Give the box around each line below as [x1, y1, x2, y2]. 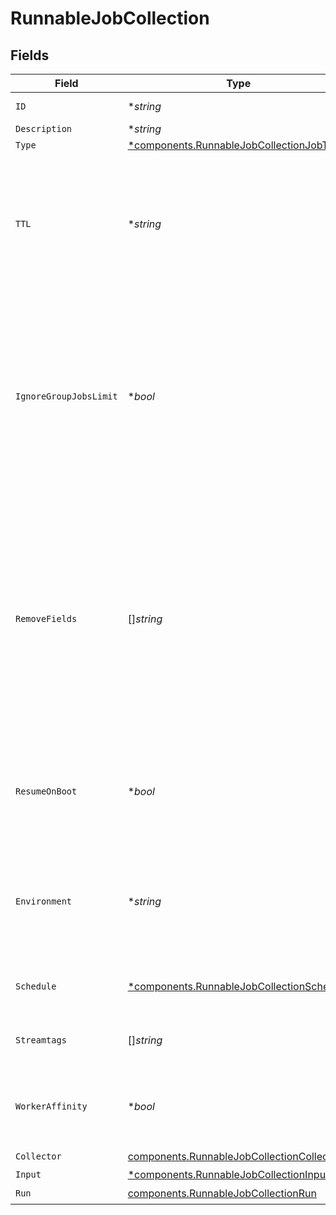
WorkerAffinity [15, 1101, 88, 1112]
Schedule [15, 981, 57, 992]
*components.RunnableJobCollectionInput [127, 1168, 330, 1181]
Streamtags [15, 1035, 67, 1046]
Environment [15, 896, 73, 907]
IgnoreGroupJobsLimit [15, 391, 118, 402]
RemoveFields [15, 613, 78, 624]
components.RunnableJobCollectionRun [127, 1186, 317, 1200]
